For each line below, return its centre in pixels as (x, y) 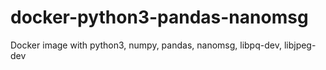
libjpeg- (300, 45)
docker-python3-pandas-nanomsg (159, 17)
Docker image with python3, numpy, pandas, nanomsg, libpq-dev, (146, 45)
